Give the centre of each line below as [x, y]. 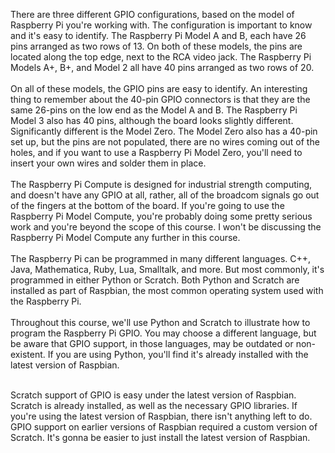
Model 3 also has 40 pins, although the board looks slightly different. [152, 120]
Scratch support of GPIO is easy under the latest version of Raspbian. [153, 395]
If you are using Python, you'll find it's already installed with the [178, 354]
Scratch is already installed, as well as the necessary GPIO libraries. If [154, 405]
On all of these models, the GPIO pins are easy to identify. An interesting [159, 88]
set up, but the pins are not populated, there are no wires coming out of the [165, 142]
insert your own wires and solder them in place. [108, 163]
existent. [28, 354]
